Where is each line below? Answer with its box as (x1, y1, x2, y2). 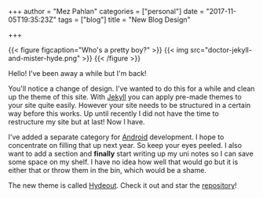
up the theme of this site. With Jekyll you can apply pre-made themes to (8, 92, 242, 101)
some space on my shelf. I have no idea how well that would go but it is (8, 157, 239, 167)
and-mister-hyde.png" (8, 54, 81, 63)
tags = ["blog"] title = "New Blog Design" (58, 15, 191, 24)
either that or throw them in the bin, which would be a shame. (8, 166, 206, 175)
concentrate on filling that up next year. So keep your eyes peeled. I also (8, 141, 242, 149)
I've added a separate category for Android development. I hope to (8, 132, 225, 142)
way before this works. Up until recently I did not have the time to (8, 109, 220, 118)
